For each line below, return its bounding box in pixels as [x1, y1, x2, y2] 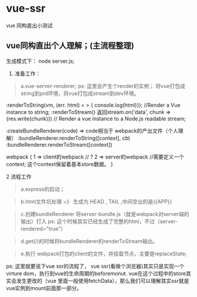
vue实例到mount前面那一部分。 [6, 284, 82, 292]
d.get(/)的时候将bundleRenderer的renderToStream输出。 [20, 237, 158, 245]
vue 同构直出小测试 [6, 22, 53, 29]
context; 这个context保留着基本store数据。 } [6, 160, 113, 167]
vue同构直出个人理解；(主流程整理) [6, 41, 135, 51]
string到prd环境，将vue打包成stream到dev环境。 [20, 90, 139, 97]
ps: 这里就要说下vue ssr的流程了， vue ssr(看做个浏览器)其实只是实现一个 [6, 262, 185, 269]
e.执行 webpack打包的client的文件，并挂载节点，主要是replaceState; [20, 250, 187, 257]
